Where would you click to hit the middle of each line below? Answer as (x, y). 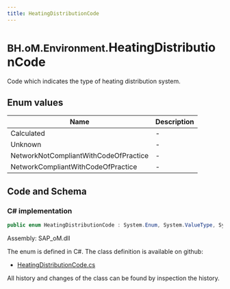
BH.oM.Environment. (58, 48)
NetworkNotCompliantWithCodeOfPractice (80, 156)
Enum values (35, 103)
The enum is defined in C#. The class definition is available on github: (105, 251)
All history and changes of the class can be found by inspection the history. (114, 278)
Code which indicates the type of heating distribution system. (94, 81)
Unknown (26, 145)
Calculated (28, 133)
